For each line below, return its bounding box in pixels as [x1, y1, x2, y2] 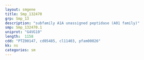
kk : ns [5, 43, 18, 48]
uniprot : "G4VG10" [5, 30, 42, 34]
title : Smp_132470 [5, 12, 42, 16]
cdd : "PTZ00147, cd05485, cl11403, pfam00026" [5, 39, 101, 44]
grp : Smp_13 [5, 16, 29, 21]
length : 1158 [5, 34, 34, 39]
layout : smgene [5, 7, 36, 12]
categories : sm [5, 47, 36, 52]
